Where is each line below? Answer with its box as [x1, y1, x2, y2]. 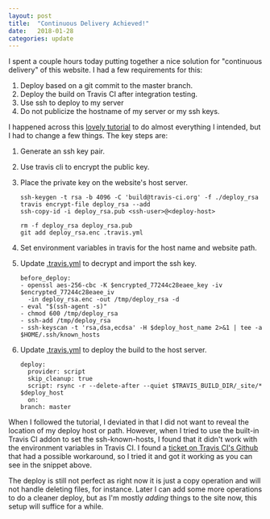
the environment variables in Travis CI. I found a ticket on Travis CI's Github [8, 443, 259, 453]
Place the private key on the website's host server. [19, 178, 188, 188]
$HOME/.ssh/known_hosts [19, 331, 101, 340]
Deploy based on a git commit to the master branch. [19, 81, 193, 91]
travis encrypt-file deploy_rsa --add [19, 200, 151, 209]
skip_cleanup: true [27, 375, 93, 383]
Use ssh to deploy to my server [19, 98, 124, 108]
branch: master [19, 403, 72, 411]
